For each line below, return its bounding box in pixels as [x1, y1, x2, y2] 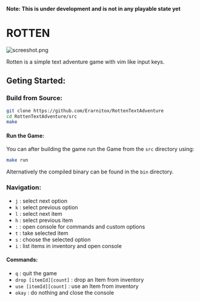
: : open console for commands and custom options [15, 223, 145, 230]
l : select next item [15, 210, 62, 217]
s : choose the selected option [15, 236, 91, 243]
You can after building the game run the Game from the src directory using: [6, 146, 195, 153]
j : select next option [15, 197, 68, 204]
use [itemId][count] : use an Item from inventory [15, 282, 139, 290]
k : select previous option [15, 203, 78, 211]
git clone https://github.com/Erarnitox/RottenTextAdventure [6, 107, 164, 114]
